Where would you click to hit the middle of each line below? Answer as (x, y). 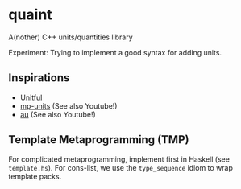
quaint (30, 15)
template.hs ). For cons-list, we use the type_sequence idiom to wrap (121, 167)
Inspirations (39, 78)
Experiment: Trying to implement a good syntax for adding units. (115, 52)
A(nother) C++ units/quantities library (71, 37)
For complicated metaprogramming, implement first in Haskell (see (119, 159)
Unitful (31, 97)
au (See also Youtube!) (58, 114)
